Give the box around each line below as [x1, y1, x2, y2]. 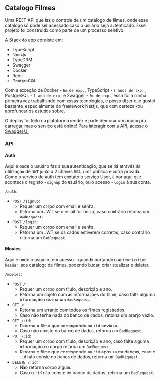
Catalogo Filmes [5, 4, 56, 12]
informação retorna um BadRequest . [19, 297, 91, 302]
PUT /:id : [12, 333, 32, 339]
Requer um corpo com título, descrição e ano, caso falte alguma [19, 338, 149, 344]
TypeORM [12, 56, 33, 63]
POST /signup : [12, 198, 40, 204]
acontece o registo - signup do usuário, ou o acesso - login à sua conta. [5, 179, 151, 185]
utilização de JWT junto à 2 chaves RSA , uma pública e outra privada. [5, 168, 141, 174]
